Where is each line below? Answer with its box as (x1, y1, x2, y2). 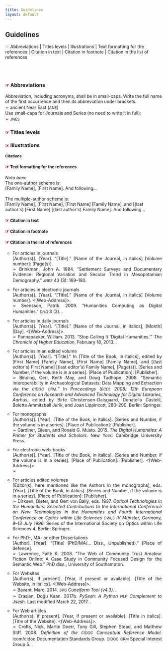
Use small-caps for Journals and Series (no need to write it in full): (5, 110, 142, 116)
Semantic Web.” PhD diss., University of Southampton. (12, 561, 124, 567)
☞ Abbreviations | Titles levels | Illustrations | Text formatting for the (5, 43, 144, 50)
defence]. (12, 545, 32, 551)
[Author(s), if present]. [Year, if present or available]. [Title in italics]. (12, 613, 162, 619)
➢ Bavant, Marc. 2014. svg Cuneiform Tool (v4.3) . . (12, 586, 117, 593)
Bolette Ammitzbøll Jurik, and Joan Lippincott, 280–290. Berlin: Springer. (12, 402, 162, 408)
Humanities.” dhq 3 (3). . (12, 308, 63, 315)
